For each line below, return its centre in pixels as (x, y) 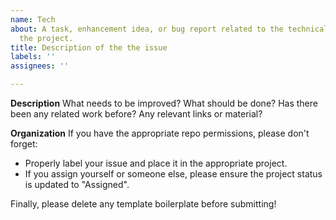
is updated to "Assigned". (77, 184)
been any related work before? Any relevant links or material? (136, 114)
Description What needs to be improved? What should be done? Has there (164, 103)
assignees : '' (40, 66)
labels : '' (33, 57)
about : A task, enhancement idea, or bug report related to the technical (169, 29)
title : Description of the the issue (89, 47)
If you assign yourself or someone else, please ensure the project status (173, 174)
